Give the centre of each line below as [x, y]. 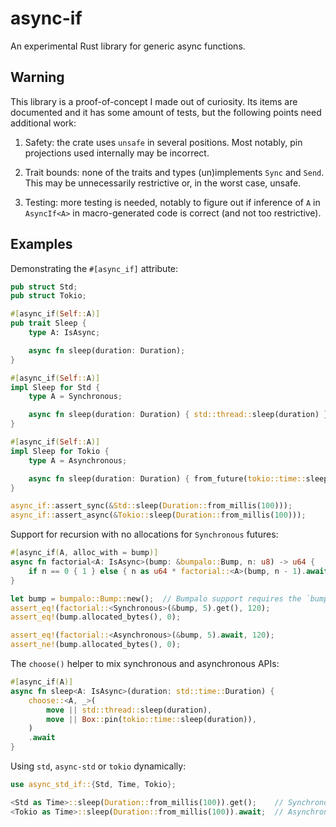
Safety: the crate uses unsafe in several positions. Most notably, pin [163, 142]
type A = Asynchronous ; [78, 460]
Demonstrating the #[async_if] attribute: [94, 268]
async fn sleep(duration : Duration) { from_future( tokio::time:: [167, 478]
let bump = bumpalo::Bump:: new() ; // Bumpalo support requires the [156, 598]
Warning [37, 77]
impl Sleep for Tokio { [60, 451]
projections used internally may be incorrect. [117, 153]
